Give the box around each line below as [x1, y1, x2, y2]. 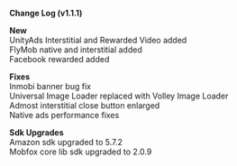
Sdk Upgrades [9, 127, 64, 138]
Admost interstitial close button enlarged [9, 100, 160, 111]
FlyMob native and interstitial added [9, 44, 142, 55]
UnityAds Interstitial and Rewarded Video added [9, 35, 187, 45]
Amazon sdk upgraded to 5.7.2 [9, 137, 123, 147]
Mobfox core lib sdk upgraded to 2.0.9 [9, 146, 152, 157]
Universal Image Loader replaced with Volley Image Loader [9, 90, 229, 101]
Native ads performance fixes [9, 110, 120, 120]
